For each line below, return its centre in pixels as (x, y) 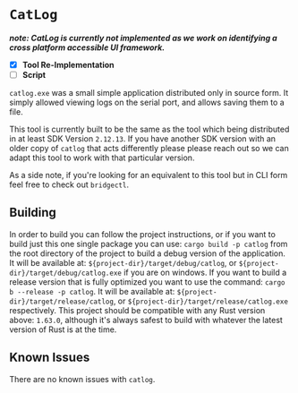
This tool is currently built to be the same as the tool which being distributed (149, 129)
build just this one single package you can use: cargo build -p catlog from (149, 243)
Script (34, 75)
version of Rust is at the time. (63, 329)
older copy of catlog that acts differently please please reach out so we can (149, 149)
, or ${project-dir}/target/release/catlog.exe (201, 301)
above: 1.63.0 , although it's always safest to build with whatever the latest (146, 320)
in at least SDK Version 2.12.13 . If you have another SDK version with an (142, 139)
